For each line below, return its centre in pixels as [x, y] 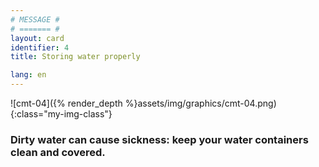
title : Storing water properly [75, 57]
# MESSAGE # [35, 19]
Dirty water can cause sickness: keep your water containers [159, 139]
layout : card [37, 38]
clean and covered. [58, 152]
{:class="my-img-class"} [61, 114]
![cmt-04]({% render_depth [66, 103]
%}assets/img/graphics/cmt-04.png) [200, 103]
